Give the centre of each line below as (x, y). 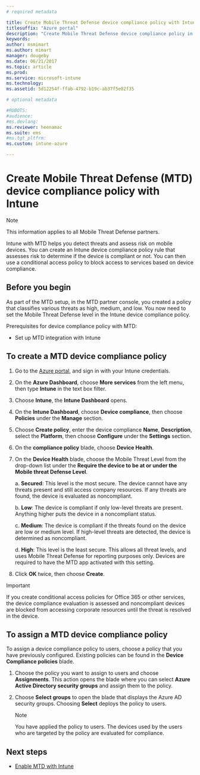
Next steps (27, 752)
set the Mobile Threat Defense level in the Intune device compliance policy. (98, 314)
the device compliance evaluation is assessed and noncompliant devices (96, 603)
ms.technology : (25, 83)
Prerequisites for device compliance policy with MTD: (72, 326)
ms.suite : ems (24, 133)
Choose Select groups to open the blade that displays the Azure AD (98, 697)
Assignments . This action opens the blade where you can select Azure (102, 680)
